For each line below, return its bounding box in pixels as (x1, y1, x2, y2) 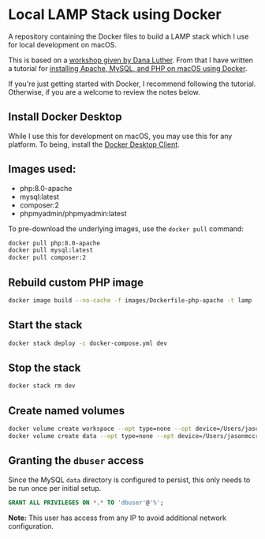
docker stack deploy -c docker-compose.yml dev (8, 339, 168, 347)
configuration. (8, 521, 54, 530)
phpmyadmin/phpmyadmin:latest (19, 208, 127, 218)
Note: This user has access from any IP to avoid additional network (8, 513, 227, 522)
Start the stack (8, 318, 83, 332)
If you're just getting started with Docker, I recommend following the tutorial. (8, 79, 256, 88)
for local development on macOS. (8, 39, 117, 49)
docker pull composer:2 (8, 254, 87, 262)
